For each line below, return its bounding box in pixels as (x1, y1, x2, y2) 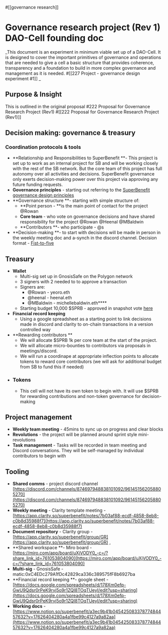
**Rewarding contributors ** (12, 332, 73, 338)
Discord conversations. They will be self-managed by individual (12, 448, 144, 454)
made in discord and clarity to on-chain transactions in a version (20, 321, 153, 327)
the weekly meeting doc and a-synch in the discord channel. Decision (12, 235, 157, 241)
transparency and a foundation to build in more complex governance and (5, 65, 156, 71)
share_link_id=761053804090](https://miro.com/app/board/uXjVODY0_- (12, 555, 162, 561)
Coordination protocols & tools (5, 144, 81, 151)
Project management (5, 413, 72, 421)
